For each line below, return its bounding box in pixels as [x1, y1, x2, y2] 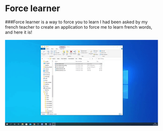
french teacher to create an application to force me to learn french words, [5, 24, 153, 30]
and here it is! [5, 29, 33, 35]
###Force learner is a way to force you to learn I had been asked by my [5, 19, 148, 25]
